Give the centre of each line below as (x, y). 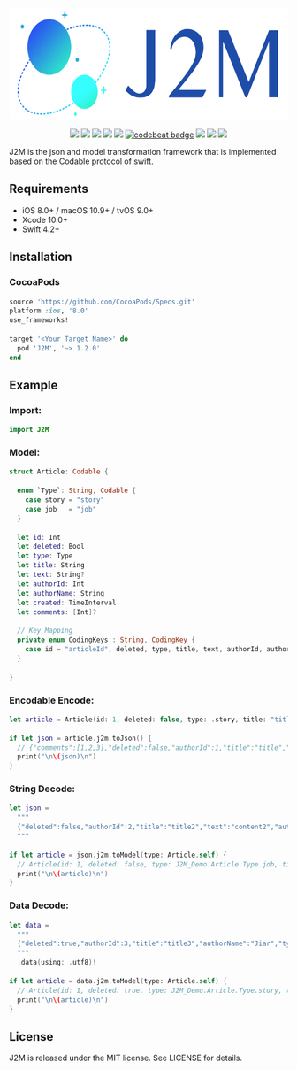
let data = (29, 925)
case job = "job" (61, 509)
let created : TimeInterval (67, 603)
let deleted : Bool (51, 547)
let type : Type (45, 556)
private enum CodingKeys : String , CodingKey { (107, 640)
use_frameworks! (39, 320)
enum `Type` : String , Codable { (77, 491)
